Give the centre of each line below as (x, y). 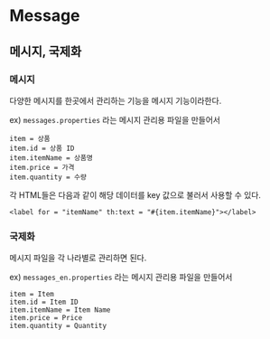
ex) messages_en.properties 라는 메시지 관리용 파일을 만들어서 (121, 278)
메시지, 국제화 (46, 51)
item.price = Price (46, 318)
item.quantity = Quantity (58, 326)
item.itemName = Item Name (60, 310)
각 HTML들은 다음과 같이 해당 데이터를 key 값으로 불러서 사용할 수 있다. (135, 194)
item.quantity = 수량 (48, 177)
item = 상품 (30, 138)
